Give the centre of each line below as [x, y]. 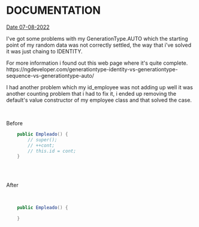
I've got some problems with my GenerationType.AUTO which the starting [97, 38]
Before [14, 123]
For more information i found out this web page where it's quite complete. [97, 63]
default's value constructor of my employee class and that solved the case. [99, 100]
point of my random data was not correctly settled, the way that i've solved [99, 45]
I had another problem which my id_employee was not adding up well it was [99, 87]
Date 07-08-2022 [28, 27]
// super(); [43, 140]
